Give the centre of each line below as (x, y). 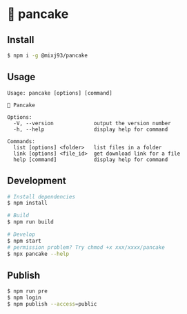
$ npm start (24, 241)
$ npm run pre (28, 291)
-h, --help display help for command (91, 129)
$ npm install (28, 203)
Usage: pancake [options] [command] (60, 93)
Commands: (21, 141)
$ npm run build (30, 222)
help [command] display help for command (91, 159)
